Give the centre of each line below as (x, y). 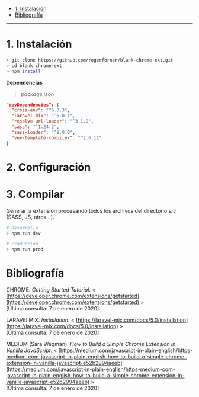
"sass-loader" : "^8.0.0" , (44, 132)
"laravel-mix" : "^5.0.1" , (44, 116)
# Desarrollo (22, 228)
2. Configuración (49, 167)
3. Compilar (35, 194)
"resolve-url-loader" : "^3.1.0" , (53, 121)
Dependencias (25, 82)
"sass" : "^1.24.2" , (36, 127)
